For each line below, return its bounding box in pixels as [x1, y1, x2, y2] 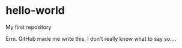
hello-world [5, 4, 65, 17]
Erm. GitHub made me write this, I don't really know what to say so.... [5, 35, 177, 42]
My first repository [5, 23, 52, 31]
